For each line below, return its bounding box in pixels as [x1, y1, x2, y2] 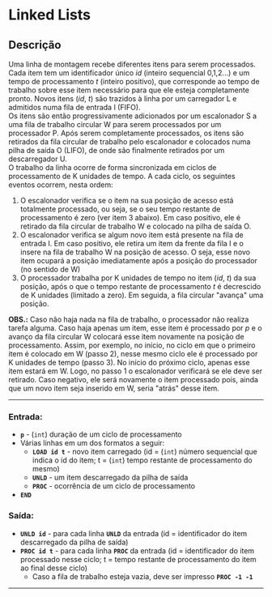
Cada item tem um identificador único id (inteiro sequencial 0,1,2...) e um [8, 68, 250, 78]
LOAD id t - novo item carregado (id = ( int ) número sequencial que [32, 447, 257, 457]
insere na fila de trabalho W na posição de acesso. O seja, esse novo [19, 247, 251, 257]
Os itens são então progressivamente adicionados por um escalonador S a [8, 111, 257, 121]
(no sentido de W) [19, 265, 81, 274]
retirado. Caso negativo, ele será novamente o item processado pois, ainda [8, 375, 259, 384]
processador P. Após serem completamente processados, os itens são [8, 128, 244, 138]
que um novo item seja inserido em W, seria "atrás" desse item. [8, 383, 220, 393]
